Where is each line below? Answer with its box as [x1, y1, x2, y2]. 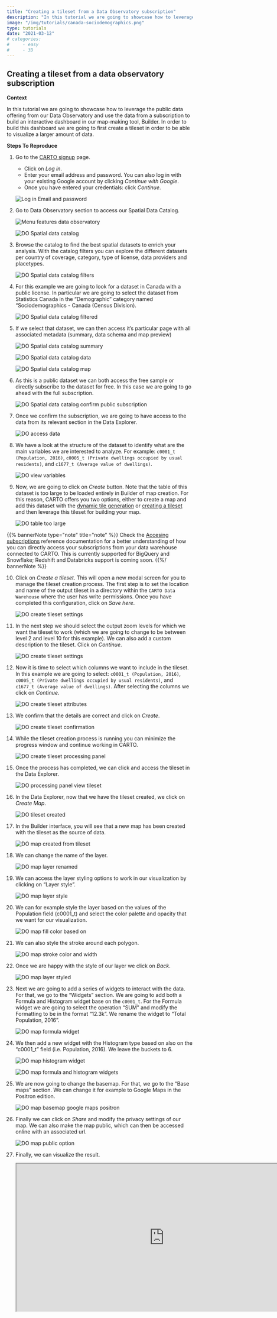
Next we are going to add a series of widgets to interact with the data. [15, 985, 185, 992]
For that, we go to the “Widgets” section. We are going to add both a [15, 991, 182, 998]
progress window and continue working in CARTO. [15, 741, 138, 748]
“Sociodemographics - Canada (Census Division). [15, 302, 136, 309]
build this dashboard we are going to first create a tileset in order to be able [6, 124, 190, 131]
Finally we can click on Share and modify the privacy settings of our [15, 1115, 181, 1122]
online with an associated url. [15, 1128, 87, 1135]
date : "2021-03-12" [6, 31, 55, 37]
